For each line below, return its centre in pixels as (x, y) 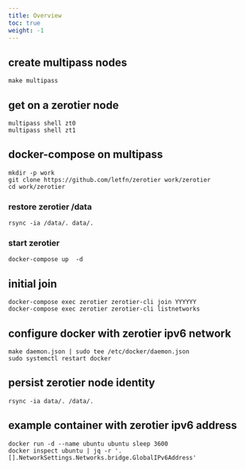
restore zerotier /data (50, 206)
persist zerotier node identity (82, 383)
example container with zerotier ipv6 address (123, 426)
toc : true (25, 23)
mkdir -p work (32, 173)
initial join (33, 284)
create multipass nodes (68, 62)
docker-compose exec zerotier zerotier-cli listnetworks (104, 309)
